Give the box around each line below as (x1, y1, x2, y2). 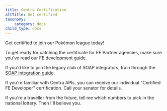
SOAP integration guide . (5, 70, 55, 76)
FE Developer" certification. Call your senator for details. (5, 85, 122, 91)
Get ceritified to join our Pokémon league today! (5, 40, 105, 46)
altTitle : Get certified (5, 12, 57, 17)
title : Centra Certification (5, 7, 66, 13)
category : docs (14, 21, 46, 27)
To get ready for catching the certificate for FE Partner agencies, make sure (5, 50, 162, 56)
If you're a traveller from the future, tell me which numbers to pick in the (5, 95, 154, 101)
